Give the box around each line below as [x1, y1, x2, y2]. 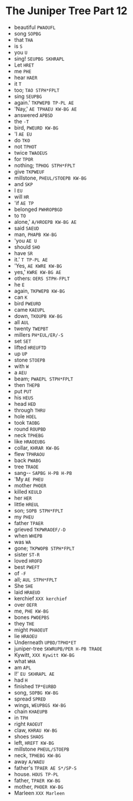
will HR [14, 193, 29, 200]
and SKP [14, 180, 33, 187]
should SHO [14, 243, 41, 250]
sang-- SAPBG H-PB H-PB [14, 469, 72, 476]
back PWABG [14, 457, 41, 464]
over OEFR [14, 601, 38, 608]
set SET [14, 337, 32, 344]
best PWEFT [14, 563, 40, 571]
